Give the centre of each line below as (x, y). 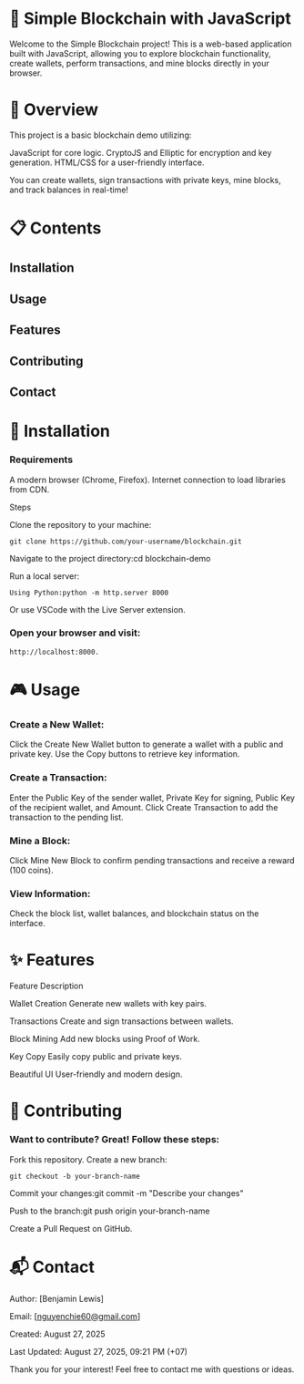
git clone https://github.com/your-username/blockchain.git (126, 542)
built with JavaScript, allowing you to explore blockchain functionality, (140, 53)
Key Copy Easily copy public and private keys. (96, 1057)
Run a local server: (45, 576)
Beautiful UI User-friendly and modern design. (96, 1074)
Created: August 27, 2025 (58, 1334)
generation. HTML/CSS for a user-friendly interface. (107, 162)
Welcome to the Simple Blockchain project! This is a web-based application (151, 44)
